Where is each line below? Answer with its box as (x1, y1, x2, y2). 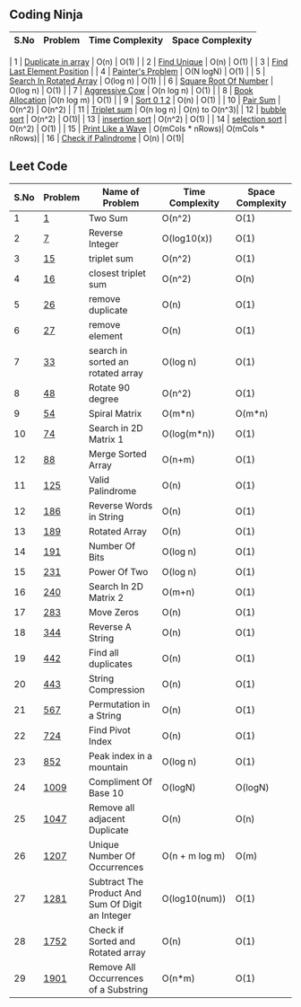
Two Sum (88, 211, 128, 224)
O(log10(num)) (161, 892, 227, 905)
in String (88, 510, 125, 523)
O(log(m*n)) (161, 427, 215, 439)
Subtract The (88, 875, 144, 888)
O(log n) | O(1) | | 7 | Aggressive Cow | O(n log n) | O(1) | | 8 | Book (9, 84, 254, 95)
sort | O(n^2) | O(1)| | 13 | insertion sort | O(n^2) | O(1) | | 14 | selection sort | (9, 113, 288, 124)
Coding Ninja (9, 7, 83, 22)
